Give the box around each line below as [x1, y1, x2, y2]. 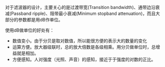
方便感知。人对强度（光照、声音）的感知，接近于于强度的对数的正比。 [12, 57, 156, 62]
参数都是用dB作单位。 [18, 17, 63, 22]
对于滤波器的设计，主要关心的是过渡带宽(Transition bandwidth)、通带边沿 [5, 4, 156, 10]
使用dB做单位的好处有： [5, 27, 55, 33]
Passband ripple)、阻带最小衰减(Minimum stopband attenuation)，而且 [11, 10, 156, 16]
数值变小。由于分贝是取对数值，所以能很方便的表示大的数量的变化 [12, 38, 147, 44]
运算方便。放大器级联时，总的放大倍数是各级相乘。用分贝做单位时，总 [12, 44, 156, 50]
